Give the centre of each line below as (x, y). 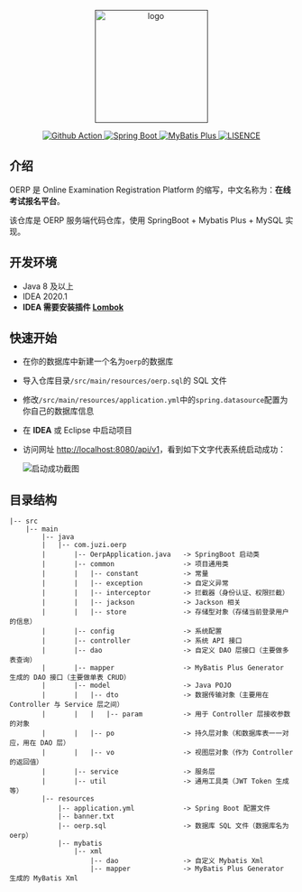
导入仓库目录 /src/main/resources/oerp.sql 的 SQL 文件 (124, 381)
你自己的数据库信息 (58, 411)
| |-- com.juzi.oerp (84, 545)
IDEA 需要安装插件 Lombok (73, 307)
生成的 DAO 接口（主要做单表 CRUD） (70, 678)
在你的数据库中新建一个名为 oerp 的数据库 (98, 361)
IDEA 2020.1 (45, 296)
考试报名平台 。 (37, 200)
